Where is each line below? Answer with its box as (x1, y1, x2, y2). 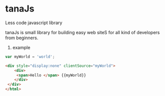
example (12, 44, 31, 50)
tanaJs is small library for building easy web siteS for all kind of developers (5, 29, 160, 35)
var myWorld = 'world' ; (5, 54, 55, 59)
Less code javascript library (5, 20, 63, 26)
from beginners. (5, 35, 39, 41)
